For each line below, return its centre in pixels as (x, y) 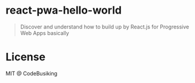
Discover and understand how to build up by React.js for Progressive (105, 27)
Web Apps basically (44, 33)
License (26, 57)
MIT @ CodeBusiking (32, 73)
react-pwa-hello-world (64, 10)
